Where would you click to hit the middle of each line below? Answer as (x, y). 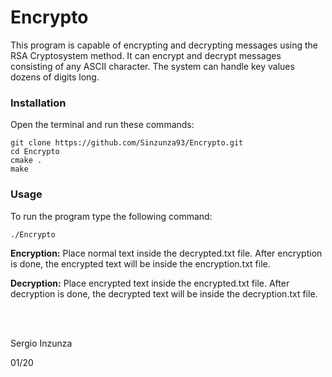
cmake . (26, 161)
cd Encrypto (35, 152)
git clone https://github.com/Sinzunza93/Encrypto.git (127, 143)
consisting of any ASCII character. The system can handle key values (152, 66)
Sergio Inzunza (41, 343)
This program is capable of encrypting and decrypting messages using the (164, 45)
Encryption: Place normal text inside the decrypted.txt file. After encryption (166, 253)
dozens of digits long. (55, 77)
